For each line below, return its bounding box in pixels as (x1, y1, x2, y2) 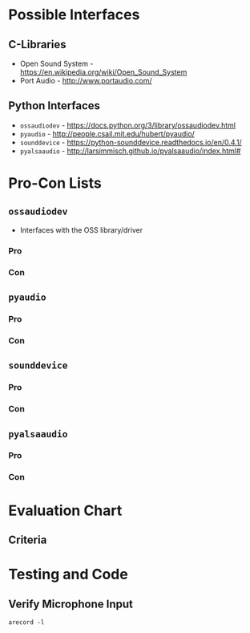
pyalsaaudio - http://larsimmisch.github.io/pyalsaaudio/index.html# (19, 146, 241, 156)
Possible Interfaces (8, 6, 140, 24)
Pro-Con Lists (8, 174, 102, 192)
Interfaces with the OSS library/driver (19, 225, 143, 234)
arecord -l (8, 618, 45, 627)
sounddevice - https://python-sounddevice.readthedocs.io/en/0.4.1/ (19, 137, 242, 147)
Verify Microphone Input (8, 597, 134, 611)
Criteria (8, 533, 47, 546)
